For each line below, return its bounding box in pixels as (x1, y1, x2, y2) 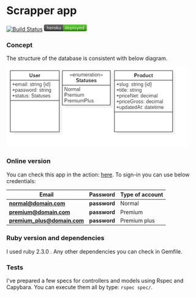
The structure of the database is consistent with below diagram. (6, 55, 168, 62)
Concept (6, 40, 32, 49)
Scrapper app (6, 4, 77, 18)
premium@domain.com (9, 208, 70, 216)
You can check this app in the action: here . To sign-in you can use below (6, 171, 190, 178)
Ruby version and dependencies (6, 234, 105, 242)
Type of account (120, 191, 164, 198)
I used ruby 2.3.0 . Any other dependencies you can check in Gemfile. (6, 247, 183, 255)
